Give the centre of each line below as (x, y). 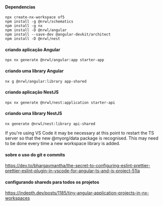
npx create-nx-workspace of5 (35, 17)
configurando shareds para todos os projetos (52, 182)
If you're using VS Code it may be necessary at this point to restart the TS (80, 133)
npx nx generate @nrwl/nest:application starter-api (60, 103)
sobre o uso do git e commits (35, 154)
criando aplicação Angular (33, 50)
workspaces (18, 198)
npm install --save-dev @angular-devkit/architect (58, 34)
